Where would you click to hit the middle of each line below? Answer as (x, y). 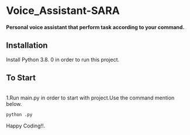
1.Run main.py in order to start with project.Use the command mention (90, 98)
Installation (27, 46)
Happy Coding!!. (26, 126)
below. (14, 104)
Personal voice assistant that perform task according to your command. (95, 27)
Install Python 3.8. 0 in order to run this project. (63, 59)
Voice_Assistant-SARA (63, 11)
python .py (19, 115)
